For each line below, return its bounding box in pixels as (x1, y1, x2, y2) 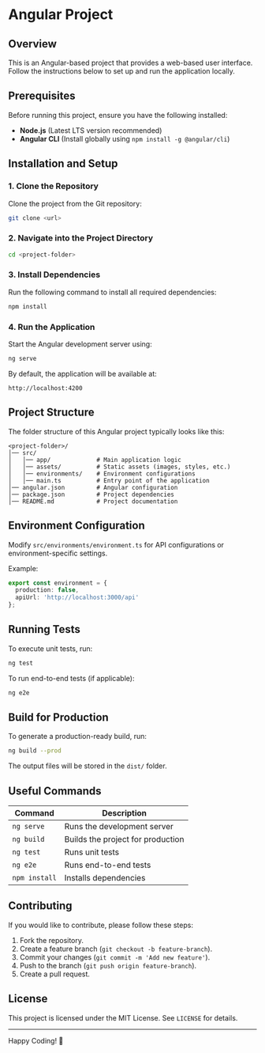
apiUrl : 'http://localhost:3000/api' (15, 593, 140, 602)
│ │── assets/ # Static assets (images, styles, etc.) (8, 463, 231, 471)
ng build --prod (8, 747, 62, 755)
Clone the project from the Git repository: (8, 199, 142, 208)
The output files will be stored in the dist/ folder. (8, 761, 167, 771)
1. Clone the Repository (8, 180, 99, 191)
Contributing (8, 900, 73, 913)
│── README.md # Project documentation (8, 497, 178, 506)
